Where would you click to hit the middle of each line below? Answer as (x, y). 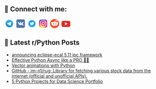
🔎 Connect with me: (35, 9)
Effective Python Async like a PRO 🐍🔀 (50, 60)
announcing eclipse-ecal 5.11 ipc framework (57, 54)
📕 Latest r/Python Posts (42, 43)
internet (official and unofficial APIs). (49, 76)
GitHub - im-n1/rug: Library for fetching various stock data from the (81, 70)
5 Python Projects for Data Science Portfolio (57, 81)
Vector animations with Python (43, 65)
